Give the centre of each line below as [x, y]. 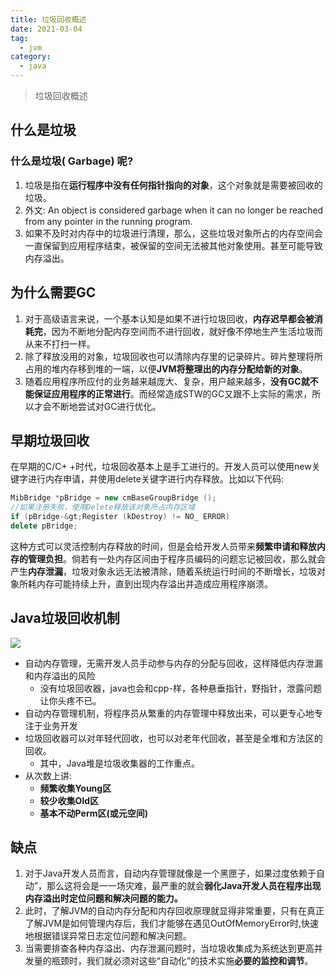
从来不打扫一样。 [60, 343]
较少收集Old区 [69, 800]
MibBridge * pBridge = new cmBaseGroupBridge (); [113, 498]
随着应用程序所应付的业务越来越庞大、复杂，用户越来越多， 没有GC [163, 381]
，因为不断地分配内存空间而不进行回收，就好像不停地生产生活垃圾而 [182, 331]
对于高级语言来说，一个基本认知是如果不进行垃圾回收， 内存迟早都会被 [169, 318]
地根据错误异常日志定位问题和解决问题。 [108, 936]
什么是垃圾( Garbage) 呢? [72, 161]
